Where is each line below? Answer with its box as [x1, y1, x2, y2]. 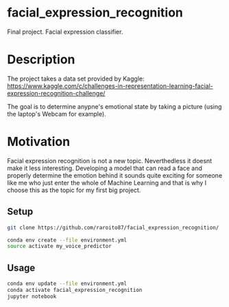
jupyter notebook [7, 293, 57, 300]
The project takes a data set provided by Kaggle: [7, 74, 145, 83]
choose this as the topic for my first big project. [7, 186, 141, 194]
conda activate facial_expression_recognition [7, 286, 143, 293]
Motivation [7, 134, 71, 149]
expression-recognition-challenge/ [7, 89, 106, 97]
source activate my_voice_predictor [7, 243, 112, 250]
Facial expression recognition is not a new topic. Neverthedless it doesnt [7, 156, 213, 165]
